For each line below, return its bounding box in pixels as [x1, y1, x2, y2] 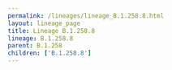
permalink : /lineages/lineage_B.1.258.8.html [7, 11, 164, 20]
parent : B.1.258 [7, 42, 62, 50]
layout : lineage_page [7, 19, 81, 27]
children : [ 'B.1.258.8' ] [7, 49, 92, 57]
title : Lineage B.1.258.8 [7, 27, 95, 35]
